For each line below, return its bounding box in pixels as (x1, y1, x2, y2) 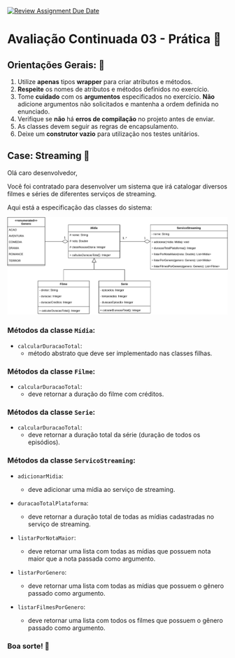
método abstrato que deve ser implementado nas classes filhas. (27, 349, 213, 357)
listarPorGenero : (17, 568, 67, 576)
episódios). (27, 438, 61, 446)
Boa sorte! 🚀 (7, 641, 50, 651)
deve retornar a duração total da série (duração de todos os (27, 431, 201, 439)
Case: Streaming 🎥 (7, 150, 90, 162)
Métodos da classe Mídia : (7, 326, 96, 336)
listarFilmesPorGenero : (17, 603, 86, 611)
